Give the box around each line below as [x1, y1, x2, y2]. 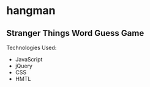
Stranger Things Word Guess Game [6, 28, 144, 38]
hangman [6, 4, 56, 18]
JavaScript [15, 56, 43, 63]
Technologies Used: [6, 44, 57, 51]
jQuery [15, 62, 32, 69]
